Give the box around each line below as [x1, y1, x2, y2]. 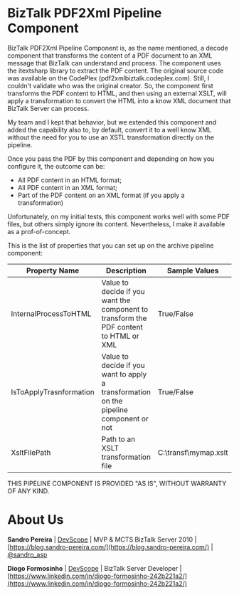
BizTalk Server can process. [7, 104, 90, 112]
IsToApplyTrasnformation [11, 386, 95, 396]
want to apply [101, 369, 147, 379]
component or [101, 414, 149, 423]
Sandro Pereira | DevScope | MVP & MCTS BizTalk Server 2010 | [7, 535, 197, 544]
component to [101, 304, 149, 314]
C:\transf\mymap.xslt [157, 447, 228, 457]
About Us [7, 512, 64, 528]
